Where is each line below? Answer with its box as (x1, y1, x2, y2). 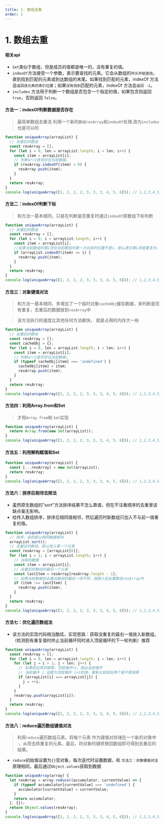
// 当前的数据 (14, 558, 39, 563)
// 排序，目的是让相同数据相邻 (9, 535, 64, 540)
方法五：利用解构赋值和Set (5, 449, 60, 455)
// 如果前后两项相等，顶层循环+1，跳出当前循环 (18, 665, 103, 670)
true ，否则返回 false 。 (12, 95, 60, 100)
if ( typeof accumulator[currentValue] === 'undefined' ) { (14, 782, 135, 787)
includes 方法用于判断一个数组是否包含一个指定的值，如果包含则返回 (12, 88, 152, 94)
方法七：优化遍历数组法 (5, 619, 53, 626)
